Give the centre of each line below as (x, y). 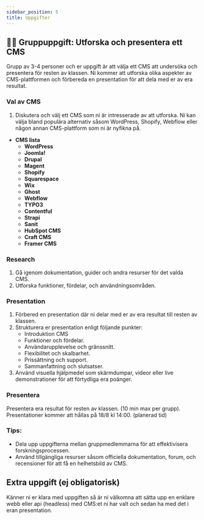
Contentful (38, 211)
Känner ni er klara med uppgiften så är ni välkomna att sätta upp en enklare (100, 497)
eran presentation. (30, 510)
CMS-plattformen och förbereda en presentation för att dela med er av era (100, 79)
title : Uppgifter (28, 18)
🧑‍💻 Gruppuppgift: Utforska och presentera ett (94, 42)
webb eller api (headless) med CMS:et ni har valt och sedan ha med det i (97, 504)
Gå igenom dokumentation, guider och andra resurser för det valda (99, 272)
